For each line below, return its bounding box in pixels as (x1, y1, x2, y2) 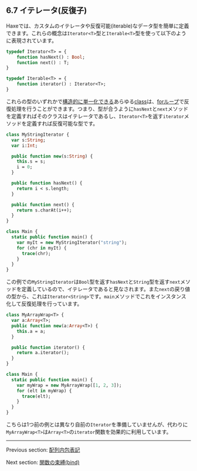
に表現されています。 (6, 37, 57, 44)
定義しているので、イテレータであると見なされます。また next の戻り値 (21, 285, 191, 292)
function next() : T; (16, 59, 69, 66)
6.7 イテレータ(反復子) (6, 5, 87, 16)
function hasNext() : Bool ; (16, 54, 85, 60)
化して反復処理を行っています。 (6, 300, 83, 307)
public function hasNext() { (11, 180, 83, 186)
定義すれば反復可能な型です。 (26, 120, 98, 127)
